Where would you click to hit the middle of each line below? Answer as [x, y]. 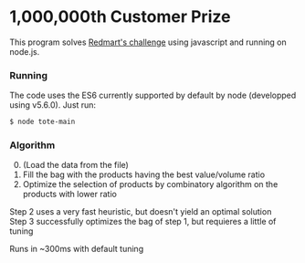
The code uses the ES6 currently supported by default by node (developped [153, 95]
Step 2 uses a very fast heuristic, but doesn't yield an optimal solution [141, 212]
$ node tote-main [42, 122]
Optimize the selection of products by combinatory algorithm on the [150, 184]
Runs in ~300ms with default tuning [77, 249]
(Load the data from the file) [76, 165]
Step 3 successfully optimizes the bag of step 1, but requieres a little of [143, 222]
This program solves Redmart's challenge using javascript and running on [148, 42]
